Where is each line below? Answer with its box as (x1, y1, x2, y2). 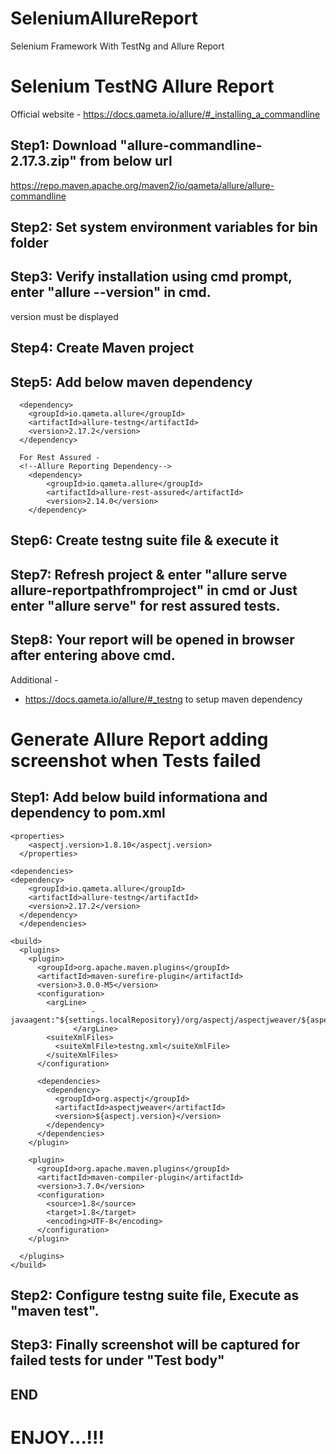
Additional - (10, 673, 59, 686)
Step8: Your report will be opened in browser (10, 632, 295, 649)
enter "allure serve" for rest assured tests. (10, 597, 281, 614)
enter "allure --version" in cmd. (10, 284, 212, 301)
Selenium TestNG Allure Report (10, 75, 275, 98)
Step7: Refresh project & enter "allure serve (10, 566, 288, 583)
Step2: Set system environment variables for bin (10, 219, 318, 236)
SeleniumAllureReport (10, 7, 198, 30)
